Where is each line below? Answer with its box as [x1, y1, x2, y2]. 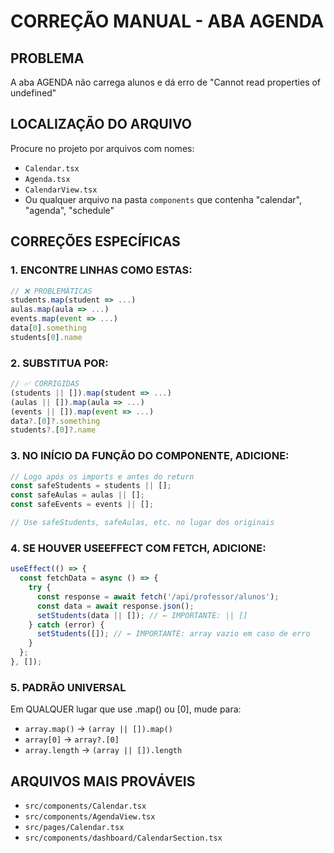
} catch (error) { [28, 620, 105, 630]
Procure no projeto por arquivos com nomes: [10, 142, 195, 154]
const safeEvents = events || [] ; [10, 500, 155, 510]
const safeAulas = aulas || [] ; [10, 490, 145, 500]
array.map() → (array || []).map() [24, 723, 173, 735]
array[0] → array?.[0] [24, 733, 120, 745]
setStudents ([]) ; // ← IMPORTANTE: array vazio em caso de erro [36, 629, 311, 639]
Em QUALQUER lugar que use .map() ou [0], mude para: [10, 703, 242, 715]
